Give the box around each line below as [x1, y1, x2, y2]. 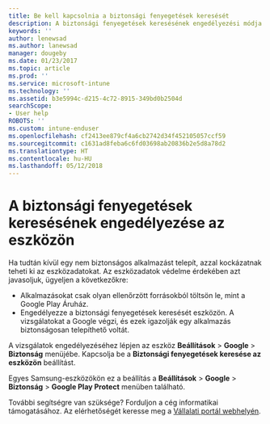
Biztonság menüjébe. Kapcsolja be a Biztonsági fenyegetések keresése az [8, 349, 261, 359]
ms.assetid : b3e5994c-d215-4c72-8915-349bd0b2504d [8, 94, 183, 103]
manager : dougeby [8, 49, 67, 57]
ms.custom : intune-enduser [8, 124, 99, 132]
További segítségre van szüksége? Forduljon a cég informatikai [8, 397, 219, 408]
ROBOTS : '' [8, 117, 45, 125]
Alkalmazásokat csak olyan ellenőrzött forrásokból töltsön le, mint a [19, 291, 246, 300]
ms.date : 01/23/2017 [8, 57, 78, 65]
